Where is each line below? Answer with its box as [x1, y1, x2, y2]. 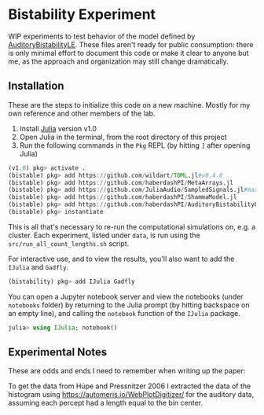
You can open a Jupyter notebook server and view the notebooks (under [8, 292, 244, 301]
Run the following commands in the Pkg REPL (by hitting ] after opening [19, 140, 251, 150]
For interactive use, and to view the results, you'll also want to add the [8, 254, 235, 263]
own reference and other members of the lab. [8, 108, 156, 118]
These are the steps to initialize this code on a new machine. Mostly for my [8, 100, 251, 109]
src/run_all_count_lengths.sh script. [8, 238, 130, 248]
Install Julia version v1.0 [19, 123, 97, 133]
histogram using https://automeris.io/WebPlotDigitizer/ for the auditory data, [8, 390, 255, 399]
